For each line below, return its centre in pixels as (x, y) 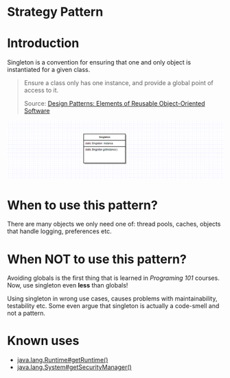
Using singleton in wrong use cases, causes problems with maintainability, (112, 298)
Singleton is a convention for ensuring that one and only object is (99, 62)
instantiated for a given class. (49, 70)
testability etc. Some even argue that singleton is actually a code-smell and (113, 306)
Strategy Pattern (55, 12)
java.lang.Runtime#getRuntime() (62, 360)
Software (37, 111)
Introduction (43, 44)
